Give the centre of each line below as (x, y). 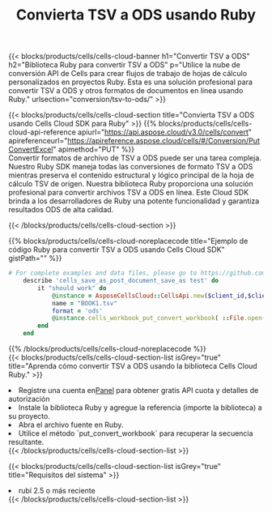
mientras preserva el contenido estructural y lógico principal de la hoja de (132, 175)
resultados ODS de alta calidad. (61, 210)
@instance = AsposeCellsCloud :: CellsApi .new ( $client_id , (150, 296)
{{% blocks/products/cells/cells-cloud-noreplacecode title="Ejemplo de (128, 241)
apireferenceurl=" (38, 141)
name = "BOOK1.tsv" (84, 303)
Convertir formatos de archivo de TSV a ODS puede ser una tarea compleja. (135, 158)
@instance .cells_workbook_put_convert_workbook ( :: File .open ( (159, 318)
